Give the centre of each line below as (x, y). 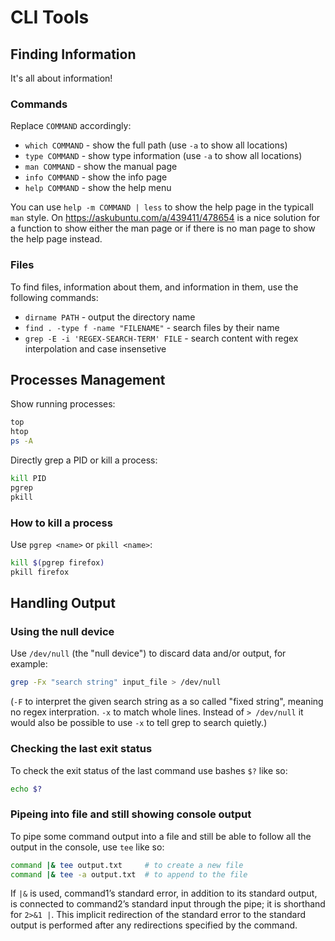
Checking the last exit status (81, 749)
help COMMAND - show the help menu (98, 188)
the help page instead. (56, 239)
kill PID (28, 479)
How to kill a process (61, 523)
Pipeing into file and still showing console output (131, 814)
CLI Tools (50, 17)
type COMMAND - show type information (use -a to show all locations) (163, 156)
